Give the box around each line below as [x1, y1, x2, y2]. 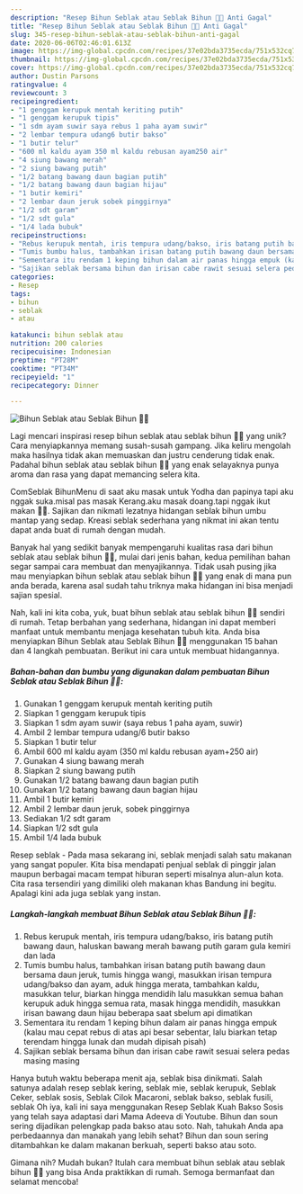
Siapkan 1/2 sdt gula [22, 822, 99, 833]
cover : [10, 64, 35, 73]
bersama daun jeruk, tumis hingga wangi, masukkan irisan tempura [22, 969, 272, 981]
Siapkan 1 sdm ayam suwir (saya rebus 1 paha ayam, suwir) [22, 717, 244, 729]
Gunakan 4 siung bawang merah [22, 756, 145, 767]
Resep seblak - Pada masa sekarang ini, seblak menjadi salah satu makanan [10, 849, 292, 860]
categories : [10, 273, 55, 282]
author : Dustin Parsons [10, 72, 100, 81]
